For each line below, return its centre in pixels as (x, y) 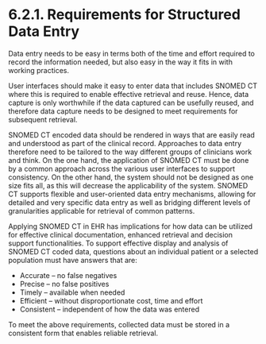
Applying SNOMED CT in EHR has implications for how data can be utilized (130, 226)
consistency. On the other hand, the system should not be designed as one (131, 177)
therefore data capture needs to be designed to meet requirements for (123, 111)
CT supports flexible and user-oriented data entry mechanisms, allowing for (132, 194)
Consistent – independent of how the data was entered (110, 309)
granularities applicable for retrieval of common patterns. (102, 211)
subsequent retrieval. (43, 119)
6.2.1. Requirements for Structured (124, 15)
